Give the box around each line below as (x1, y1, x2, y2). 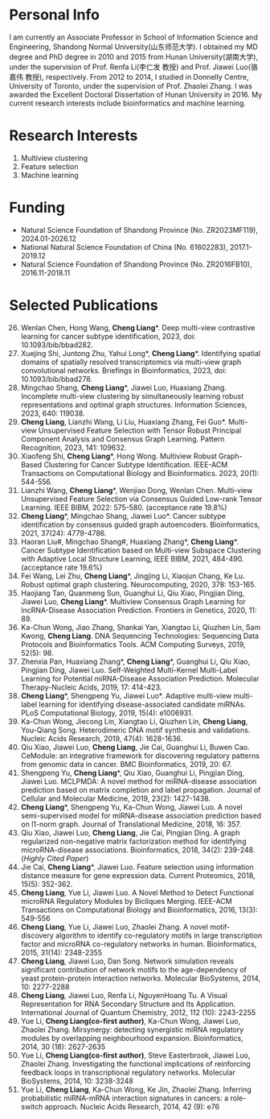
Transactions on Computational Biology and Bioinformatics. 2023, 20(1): (20, 468, 260, 478)
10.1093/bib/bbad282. (20, 340, 93, 350)
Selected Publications (9, 296, 159, 314)
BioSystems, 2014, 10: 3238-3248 (20, 1075, 133, 1085)
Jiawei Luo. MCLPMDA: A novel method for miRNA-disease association (20, 776, 257, 786)
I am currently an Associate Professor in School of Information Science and (9, 32, 258, 42)
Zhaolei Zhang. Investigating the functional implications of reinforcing (20, 1059, 252, 1068)
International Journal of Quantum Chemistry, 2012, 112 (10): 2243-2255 (20, 1007, 256, 1017)
